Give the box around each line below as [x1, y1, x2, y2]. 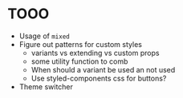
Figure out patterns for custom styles [18, 39, 142, 49]
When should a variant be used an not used [31, 65, 176, 74]
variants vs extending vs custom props [31, 48, 160, 57]
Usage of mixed [18, 31, 70, 41]
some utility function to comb [31, 57, 128, 66]
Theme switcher [18, 81, 74, 92]
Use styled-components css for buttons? [31, 73, 167, 83]
